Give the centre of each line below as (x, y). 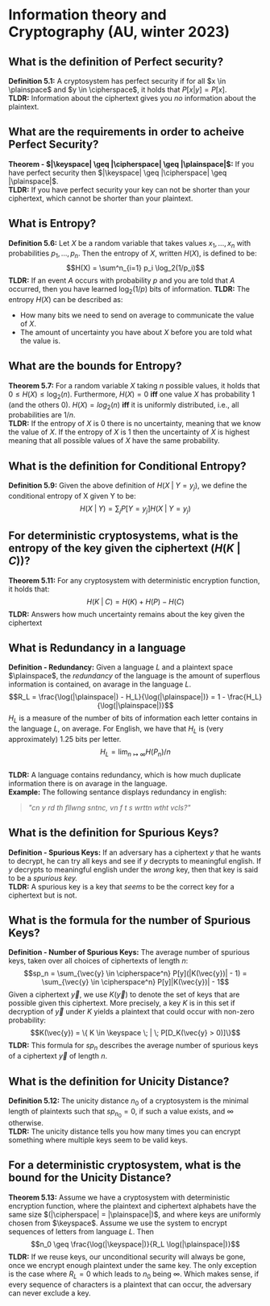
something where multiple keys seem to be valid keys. (98, 1140)
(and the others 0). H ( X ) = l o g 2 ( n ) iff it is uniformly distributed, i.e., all (124, 406)
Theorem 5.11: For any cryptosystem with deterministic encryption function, (134, 580)
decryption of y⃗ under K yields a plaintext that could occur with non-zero (132, 1012)
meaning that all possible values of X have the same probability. (114, 441)
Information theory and (87, 15)
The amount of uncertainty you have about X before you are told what (136, 333)
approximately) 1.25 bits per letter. (65, 740)
